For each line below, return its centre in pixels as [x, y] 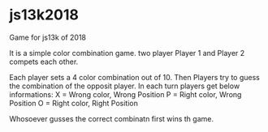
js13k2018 [44, 15]
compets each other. [44, 62]
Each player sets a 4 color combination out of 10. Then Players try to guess [135, 77]
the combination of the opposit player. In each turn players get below [125, 86]
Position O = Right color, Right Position [74, 103]
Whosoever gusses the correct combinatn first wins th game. [112, 118]
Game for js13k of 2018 [48, 37]
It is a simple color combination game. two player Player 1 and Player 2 [127, 53]
